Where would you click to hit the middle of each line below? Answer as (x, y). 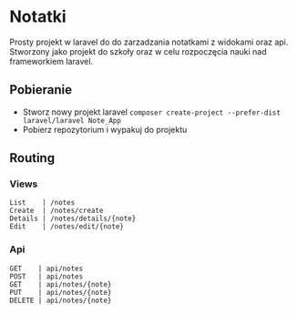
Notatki (38, 17)
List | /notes (42, 203)
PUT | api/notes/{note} (61, 292)
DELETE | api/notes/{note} (61, 300)
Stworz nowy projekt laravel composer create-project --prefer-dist (151, 112)
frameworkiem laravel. (51, 61)
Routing (32, 158)
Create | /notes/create (56, 211)
